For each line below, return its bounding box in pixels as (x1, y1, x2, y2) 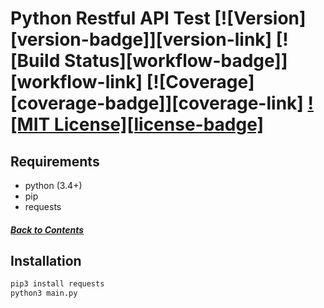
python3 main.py (10, 288, 78, 299)
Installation (10, 252, 82, 269)
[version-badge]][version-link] (10, 28, 273, 51)
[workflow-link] (10, 71, 143, 94)
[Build (10, 50, 61, 72)
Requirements (10, 153, 100, 170)
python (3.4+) (24, 180, 83, 191)
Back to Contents (10, 223, 85, 236)
